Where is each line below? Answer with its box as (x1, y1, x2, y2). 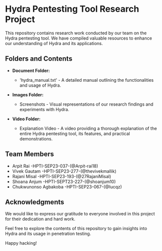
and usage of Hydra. (19, 82, 61, 88)
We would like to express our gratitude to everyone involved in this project (5, 211, 155, 217)
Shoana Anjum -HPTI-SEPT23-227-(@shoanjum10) (12, 179, 116, 184)
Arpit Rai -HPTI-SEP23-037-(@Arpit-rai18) (12, 163, 98, 169)
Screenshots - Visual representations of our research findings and (19, 101, 154, 107)
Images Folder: (12, 91, 44, 97)
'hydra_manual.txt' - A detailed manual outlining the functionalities (19, 77, 154, 83)
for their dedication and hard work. (5, 216, 76, 222)
